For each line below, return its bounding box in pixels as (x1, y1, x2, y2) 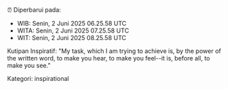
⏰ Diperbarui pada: (7, 6, 62, 14)
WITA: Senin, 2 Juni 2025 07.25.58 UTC (16, 26, 129, 35)
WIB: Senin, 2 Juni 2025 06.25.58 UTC (16, 20, 127, 27)
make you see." (7, 61, 51, 69)
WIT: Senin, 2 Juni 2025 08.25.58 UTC (16, 34, 127, 41)
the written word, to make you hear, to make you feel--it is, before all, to (7, 54, 211, 62)
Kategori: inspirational (7, 75, 69, 82)
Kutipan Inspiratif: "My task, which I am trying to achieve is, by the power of (7, 47, 221, 55)
